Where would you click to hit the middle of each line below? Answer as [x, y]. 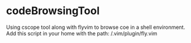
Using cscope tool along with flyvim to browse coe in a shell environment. [96, 27]
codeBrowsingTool [53, 11]
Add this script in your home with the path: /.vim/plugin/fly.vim [82, 33]
